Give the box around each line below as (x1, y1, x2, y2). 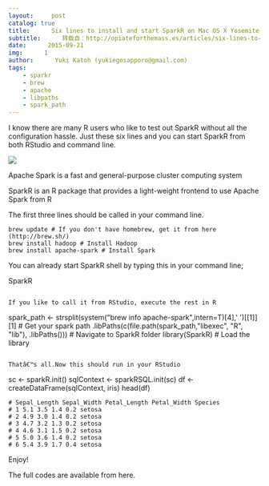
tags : (8, 64, 26, 72)
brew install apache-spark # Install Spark (8, 247, 156, 255)
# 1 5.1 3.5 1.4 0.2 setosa (8, 406, 102, 414)
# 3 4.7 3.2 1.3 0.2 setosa (8, 420, 102, 428)
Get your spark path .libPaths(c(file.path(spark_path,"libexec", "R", (24, 321, 243, 331)
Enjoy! (8, 455, 30, 464)
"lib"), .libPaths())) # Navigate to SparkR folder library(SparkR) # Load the (8, 330, 251, 339)
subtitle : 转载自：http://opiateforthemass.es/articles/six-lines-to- (8, 34, 262, 42)
